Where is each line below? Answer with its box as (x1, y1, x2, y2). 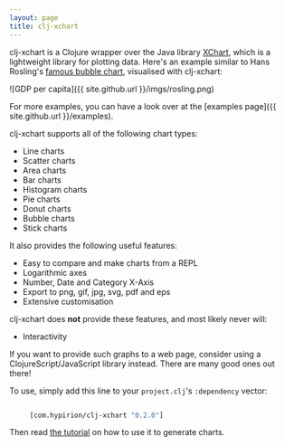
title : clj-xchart (9, 22, 79, 31)
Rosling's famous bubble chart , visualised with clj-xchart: (9, 65, 223, 77)
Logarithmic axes (22, 267, 88, 278)
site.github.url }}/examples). (9, 110, 114, 121)
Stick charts (22, 223, 68, 233)
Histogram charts (22, 184, 88, 195)
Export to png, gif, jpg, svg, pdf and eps (22, 286, 171, 297)
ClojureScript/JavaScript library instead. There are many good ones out (9, 358, 276, 369)
